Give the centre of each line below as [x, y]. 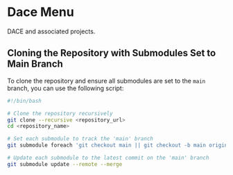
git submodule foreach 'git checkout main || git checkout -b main [107, 145]
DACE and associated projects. [51, 31]
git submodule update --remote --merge [65, 164]
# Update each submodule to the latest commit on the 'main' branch [108, 158]
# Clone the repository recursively [60, 113]
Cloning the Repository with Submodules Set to [112, 53]
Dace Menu [41, 12]
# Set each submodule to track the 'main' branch [80, 139]
